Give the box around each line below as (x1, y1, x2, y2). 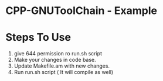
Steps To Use (5, 31, 72, 44)
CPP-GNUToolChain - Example (5, 4, 158, 17)
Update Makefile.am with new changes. (13, 62, 110, 69)
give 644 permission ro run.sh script (13, 50, 102, 57)
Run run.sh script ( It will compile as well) (13, 69, 114, 76)
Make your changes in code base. (13, 57, 96, 64)
